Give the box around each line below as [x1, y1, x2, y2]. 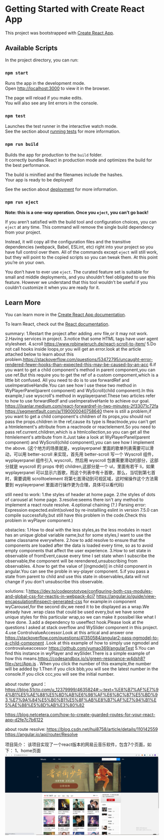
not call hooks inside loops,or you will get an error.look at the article [5, 346, 142, 352]
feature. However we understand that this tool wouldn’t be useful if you [5, 279, 148, 285]
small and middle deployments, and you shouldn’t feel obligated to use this [5, 274, 155, 280]
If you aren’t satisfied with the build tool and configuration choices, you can [5, 219, 157, 225]
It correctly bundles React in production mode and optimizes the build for [5, 157, 152, 163]
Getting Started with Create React [5, 3, 145, 15]
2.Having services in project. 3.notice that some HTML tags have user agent [5, 336, 159, 341]
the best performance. [5, 162, 50, 168]
